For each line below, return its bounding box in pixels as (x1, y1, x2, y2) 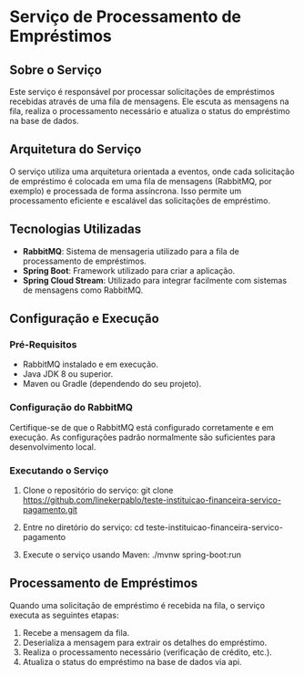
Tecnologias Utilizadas (9, 222, 142, 237)
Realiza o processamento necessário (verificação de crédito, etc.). (22, 646, 273, 658)
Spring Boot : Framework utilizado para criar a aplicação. (22, 265, 236, 276)
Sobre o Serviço (9, 62, 102, 78)
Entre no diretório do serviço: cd (22, 522, 145, 533)
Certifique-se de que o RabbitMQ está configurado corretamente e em (9, 421, 275, 432)
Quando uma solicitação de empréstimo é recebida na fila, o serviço (9, 599, 266, 610)
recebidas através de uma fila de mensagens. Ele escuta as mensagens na (9, 96, 289, 107)
